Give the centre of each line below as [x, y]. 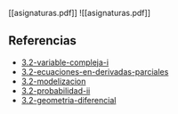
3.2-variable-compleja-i [65, 62]
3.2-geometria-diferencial [69, 100]
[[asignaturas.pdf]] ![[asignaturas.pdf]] [80, 13]
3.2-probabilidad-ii [56, 90]
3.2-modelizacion [53, 81]
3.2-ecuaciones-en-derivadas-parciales [95, 71]
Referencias [43, 41]
